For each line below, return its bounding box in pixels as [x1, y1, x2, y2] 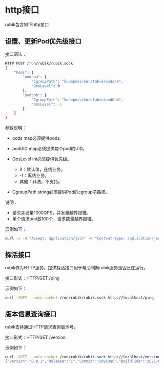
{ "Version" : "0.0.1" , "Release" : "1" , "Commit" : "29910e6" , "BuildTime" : [5, 359, 145, 364]
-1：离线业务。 [19, 173, 49, 178]
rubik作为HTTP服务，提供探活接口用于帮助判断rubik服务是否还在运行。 [5, 264, 148, 270]
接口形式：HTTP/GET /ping [5, 275, 60, 281]
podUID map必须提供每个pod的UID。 [12, 146, 87, 152]
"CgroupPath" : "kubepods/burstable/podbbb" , [31, 97, 123, 102]
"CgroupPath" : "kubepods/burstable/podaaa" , [31, 79, 123, 84]
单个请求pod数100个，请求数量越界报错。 [12, 216, 96, 222]
